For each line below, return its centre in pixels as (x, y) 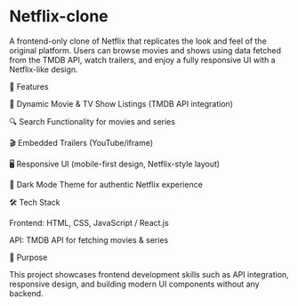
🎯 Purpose (28, 257)
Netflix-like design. (44, 69)
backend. (26, 293)
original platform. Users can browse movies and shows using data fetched (145, 50)
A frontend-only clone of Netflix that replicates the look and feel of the (138, 41)
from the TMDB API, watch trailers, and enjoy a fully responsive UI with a (142, 60)
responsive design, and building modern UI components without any (134, 284)
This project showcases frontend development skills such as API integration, (149, 274)
